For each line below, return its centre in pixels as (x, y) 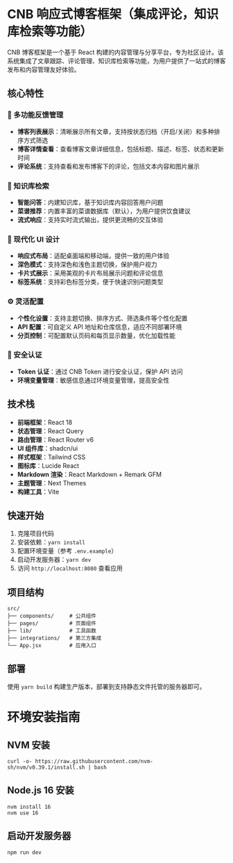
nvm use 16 (23, 813)
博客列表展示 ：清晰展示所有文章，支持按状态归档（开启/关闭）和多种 (115, 131)
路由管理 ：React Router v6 (55, 439)
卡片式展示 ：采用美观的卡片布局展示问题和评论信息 (90, 273)
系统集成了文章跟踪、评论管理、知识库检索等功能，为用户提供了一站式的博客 (116, 60)
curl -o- (20, 762)
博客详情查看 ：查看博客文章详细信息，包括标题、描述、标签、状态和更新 (120, 149)
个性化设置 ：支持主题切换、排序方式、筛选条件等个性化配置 (102, 318)
